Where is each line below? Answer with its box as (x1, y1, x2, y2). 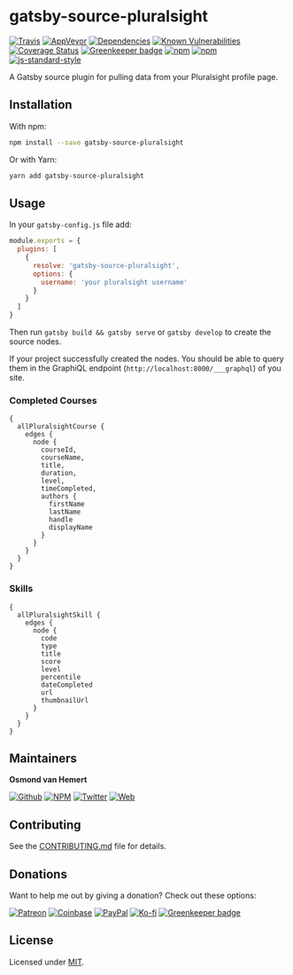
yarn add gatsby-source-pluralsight (9, 171, 144, 180)
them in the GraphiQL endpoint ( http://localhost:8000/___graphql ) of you (9, 363, 281, 373)
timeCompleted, (41, 484, 97, 493)
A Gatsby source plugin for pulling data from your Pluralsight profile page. (9, 71, 279, 82)
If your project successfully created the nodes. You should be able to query (9, 353, 285, 365)
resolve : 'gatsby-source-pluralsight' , (32, 261, 180, 270)
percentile (41, 672, 81, 681)
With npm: (9, 121, 47, 131)
